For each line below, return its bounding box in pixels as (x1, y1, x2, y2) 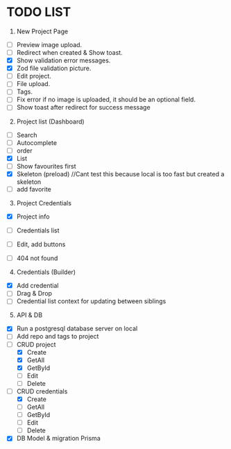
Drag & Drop (16, 289, 53, 298)
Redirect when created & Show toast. (16, 49, 123, 56)
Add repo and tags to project (16, 332, 99, 341)
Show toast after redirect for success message (16, 103, 151, 112)
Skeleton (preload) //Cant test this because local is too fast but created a (16, 169, 225, 178)
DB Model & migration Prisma (16, 434, 101, 443)
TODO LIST (6, 4, 71, 20)
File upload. (16, 80, 51, 88)
